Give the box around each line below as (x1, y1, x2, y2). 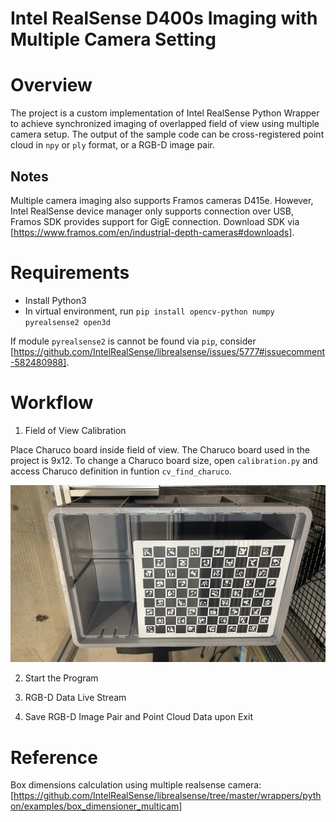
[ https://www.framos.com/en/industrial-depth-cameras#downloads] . (10, 226, 295, 238)
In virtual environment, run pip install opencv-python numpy (24, 305, 275, 317)
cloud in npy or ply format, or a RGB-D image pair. (10, 139, 216, 151)
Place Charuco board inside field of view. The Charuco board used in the (10, 443, 311, 456)
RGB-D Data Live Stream (24, 692, 127, 704)
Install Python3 (24, 294, 87, 306)
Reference (10, 746, 98, 769)
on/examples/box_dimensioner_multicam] (10, 800, 183, 812)
